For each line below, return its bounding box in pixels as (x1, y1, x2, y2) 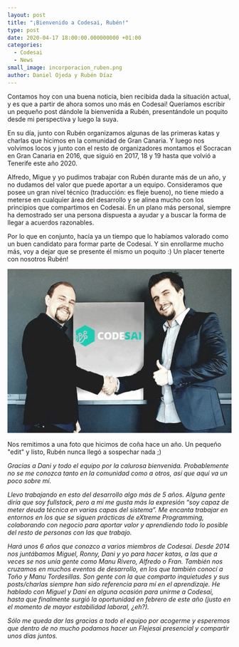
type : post (7, 26, 40, 33)
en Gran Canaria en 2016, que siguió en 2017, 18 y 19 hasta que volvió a (7, 151, 216, 160)
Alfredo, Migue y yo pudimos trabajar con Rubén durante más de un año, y (7, 172, 226, 181)
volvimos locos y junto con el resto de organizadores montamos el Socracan (7, 143, 232, 152)
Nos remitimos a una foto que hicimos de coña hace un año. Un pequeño (7, 440, 222, 448)
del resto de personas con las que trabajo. (7, 528, 132, 537)
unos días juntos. (7, 631, 58, 640)
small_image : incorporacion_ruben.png (7, 64, 122, 71)
